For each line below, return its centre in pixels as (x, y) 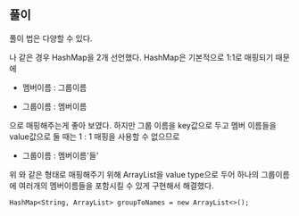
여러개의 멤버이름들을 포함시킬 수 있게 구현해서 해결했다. (116, 186)
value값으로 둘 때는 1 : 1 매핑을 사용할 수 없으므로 (95, 137)
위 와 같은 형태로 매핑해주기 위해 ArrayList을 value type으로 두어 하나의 (134, 174)
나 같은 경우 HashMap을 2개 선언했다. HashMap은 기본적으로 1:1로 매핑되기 (141, 57)
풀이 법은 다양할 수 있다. (51, 38)
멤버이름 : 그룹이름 (54, 87)
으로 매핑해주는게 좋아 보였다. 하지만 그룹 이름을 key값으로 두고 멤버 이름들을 (143, 125)
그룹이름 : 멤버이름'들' (61, 155)
